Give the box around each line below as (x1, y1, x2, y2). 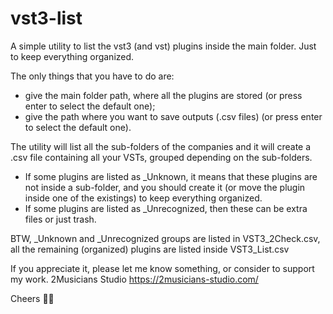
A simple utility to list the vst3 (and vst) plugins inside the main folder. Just (10, 40, 317, 52)
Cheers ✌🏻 (10, 292, 55, 304)
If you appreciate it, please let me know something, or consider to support (10, 262, 315, 274)
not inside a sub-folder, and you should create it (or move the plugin (24, 181, 306, 193)
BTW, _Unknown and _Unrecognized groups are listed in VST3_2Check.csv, (10, 232, 321, 244)
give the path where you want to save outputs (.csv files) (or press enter (24, 110, 323, 122)
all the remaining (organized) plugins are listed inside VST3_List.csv (10, 243, 290, 255)
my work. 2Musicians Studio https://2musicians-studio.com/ (10, 273, 259, 285)
